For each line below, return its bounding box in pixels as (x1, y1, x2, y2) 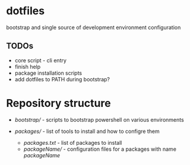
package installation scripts (14, 69, 82, 77)
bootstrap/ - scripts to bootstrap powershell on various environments (14, 116, 184, 123)
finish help (14, 63, 41, 70)
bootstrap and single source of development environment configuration (6, 24, 181, 31)
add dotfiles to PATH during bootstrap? (14, 75, 110, 82)
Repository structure (6, 96, 111, 110)
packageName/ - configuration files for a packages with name (23, 145, 177, 153)
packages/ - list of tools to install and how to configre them (14, 128, 160, 135)
